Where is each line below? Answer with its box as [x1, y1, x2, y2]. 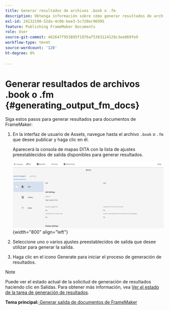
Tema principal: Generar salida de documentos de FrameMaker [5, 299, 137, 305]
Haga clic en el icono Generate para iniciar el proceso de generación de [12, 254, 162, 260]
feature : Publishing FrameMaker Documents [5, 24, 96, 29]
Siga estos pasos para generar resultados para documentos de [5, 116, 136, 122]
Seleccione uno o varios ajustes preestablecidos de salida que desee [12, 239, 156, 245]
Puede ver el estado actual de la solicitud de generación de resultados [5, 279, 151, 285]
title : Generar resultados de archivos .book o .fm [5, 8, 116, 13]
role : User [5, 29, 28, 35]
